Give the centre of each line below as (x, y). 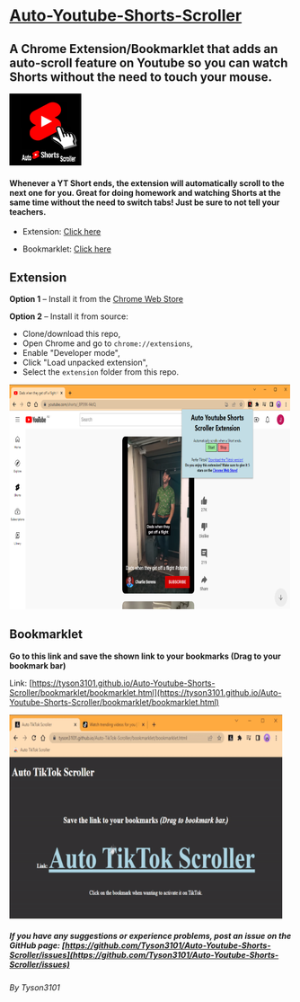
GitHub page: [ (37, 945)
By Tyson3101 (35, 987)
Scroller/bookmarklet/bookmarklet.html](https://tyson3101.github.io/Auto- (146, 692)
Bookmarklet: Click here (67, 249)
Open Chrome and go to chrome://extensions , (107, 343)
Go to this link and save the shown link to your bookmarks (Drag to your (145, 656)
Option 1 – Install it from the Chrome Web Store (97, 299)
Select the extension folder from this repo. (101, 372)
